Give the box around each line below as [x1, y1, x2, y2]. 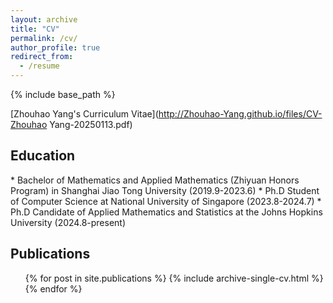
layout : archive [10, 14, 78, 25]
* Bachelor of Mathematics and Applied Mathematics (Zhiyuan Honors [10, 174, 300, 186]
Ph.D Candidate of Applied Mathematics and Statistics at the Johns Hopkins [10, 206, 323, 218]
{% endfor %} [24, 282, 83, 295]
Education [10, 147, 76, 165]
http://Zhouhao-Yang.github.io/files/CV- [158, 108, 323, 120]
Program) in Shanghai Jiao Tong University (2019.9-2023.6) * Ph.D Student [10, 184, 320, 196]
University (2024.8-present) [10, 216, 127, 228]
